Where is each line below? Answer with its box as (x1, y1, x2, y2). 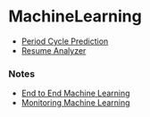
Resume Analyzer (21, 45, 87, 55)
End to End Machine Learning (21, 88, 130, 99)
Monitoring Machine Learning (21, 97, 130, 108)
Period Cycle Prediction (21, 36, 109, 46)
